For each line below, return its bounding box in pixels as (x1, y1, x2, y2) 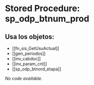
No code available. (5, 76, 42, 81)
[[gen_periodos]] (12, 51, 46, 56)
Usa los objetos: (5, 33, 54, 41)
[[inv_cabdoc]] (12, 56, 41, 61)
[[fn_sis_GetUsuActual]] (12, 46, 59, 51)
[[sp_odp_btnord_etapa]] (12, 66, 62, 72)
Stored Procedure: (5, 3, 81, 14)
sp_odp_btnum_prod (5, 13, 90, 24)
